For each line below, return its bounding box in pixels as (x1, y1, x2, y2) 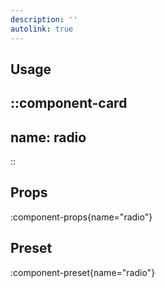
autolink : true (10, 24, 74, 34)
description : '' (10, 14, 78, 25)
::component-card (10, 95, 128, 112)
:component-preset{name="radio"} (10, 266, 156, 278)
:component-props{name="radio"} (10, 211, 153, 223)
